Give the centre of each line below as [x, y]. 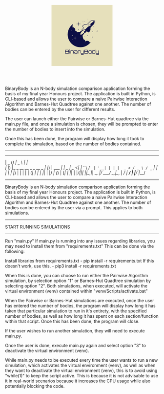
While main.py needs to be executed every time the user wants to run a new [82, 360]
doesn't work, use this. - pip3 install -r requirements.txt [61, 266]
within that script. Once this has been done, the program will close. [72, 321]
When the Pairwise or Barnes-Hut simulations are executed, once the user [80, 300]
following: [15, 251]
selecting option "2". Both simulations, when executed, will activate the [76, 286]
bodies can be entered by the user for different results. [60, 109]
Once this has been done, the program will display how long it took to [75, 139]
